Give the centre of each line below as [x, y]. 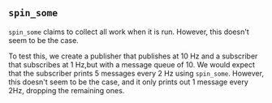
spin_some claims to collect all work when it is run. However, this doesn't [129, 32]
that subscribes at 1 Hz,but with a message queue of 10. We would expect [132, 64]
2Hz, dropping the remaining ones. [67, 90]
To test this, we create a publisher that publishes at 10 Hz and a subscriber [133, 56]
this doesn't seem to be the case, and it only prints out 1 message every [129, 82]
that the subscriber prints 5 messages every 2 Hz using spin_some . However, [136, 73]
